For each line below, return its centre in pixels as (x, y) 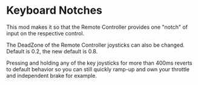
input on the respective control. (45, 33)
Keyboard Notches (54, 10)
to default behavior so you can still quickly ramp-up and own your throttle (98, 69)
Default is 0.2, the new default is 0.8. (52, 51)
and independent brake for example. (51, 75)
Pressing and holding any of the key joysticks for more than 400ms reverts (99, 63)
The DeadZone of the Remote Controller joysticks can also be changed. (95, 45)
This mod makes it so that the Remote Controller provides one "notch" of (97, 27)
